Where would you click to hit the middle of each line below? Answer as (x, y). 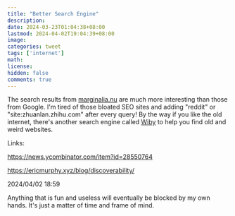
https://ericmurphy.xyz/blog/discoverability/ (71, 171)
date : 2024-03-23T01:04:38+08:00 (56, 27)
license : (20, 66)
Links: (16, 143)
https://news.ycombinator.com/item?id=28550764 (80, 157)
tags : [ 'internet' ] (36, 54)
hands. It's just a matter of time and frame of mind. (81, 205)
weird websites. (30, 130)
